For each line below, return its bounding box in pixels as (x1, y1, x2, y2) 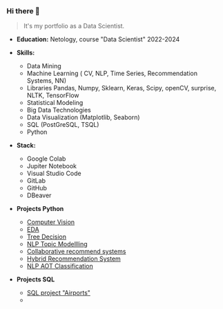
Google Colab (26, 154, 66, 163)
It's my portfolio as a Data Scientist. (23, 22, 125, 30)
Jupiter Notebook (26, 162, 77, 170)
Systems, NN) (26, 77, 67, 85)
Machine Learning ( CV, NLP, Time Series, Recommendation (26, 69, 198, 78)
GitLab (26, 177, 46, 185)
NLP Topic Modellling (26, 240, 88, 248)
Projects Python (16, 205, 64, 213)
